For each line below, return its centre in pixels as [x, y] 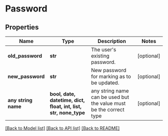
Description [112, 41]
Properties [22, 27]
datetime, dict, [67, 100]
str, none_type [67, 113]
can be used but [110, 97]
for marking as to [111, 76]
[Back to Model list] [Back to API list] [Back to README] [62, 128]
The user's [103, 49]
